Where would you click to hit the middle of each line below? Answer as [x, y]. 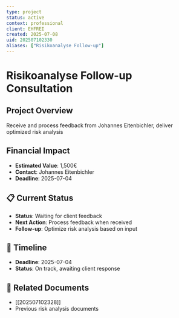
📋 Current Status [40, 198]
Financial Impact [38, 151]
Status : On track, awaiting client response [67, 269]
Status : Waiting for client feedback [59, 216]
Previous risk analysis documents [57, 309]
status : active [25, 18]
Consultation [40, 89]
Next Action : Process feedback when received [73, 222]
